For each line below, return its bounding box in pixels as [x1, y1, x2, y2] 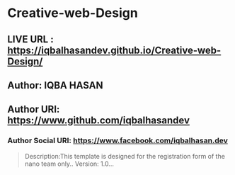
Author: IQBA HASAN [7, 79, 103, 91]
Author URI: [7, 103, 60, 115]
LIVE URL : [7, 33, 55, 45]
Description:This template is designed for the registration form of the [24, 152, 225, 160]
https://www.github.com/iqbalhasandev [7, 115, 190, 127]
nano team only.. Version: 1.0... [24, 159, 115, 168]
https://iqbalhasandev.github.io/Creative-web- [7, 44, 222, 56]
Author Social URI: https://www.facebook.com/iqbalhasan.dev [7, 136, 229, 146]
